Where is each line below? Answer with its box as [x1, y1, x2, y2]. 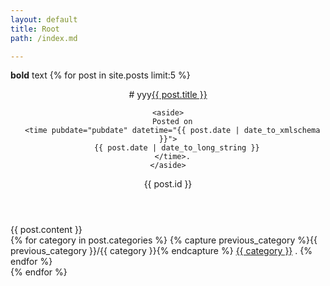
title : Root [10, 24, 60, 34]
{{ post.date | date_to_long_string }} [93, 143, 260, 153]
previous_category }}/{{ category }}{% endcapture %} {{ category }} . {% [10, 245, 313, 257]
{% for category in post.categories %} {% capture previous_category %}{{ [10, 234, 318, 246]
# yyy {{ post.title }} [128, 89, 208, 101]
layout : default [10, 14, 78, 25]
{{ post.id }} [143, 178, 193, 190]
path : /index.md [10, 33, 78, 43]
